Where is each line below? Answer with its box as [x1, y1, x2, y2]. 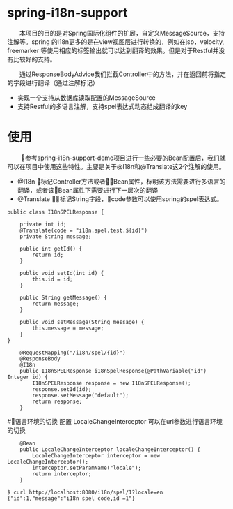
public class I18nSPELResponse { [7, 208, 104, 216]
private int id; [19, 221, 67, 228]
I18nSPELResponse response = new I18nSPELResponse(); [32, 379, 191, 387]
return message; [32, 300, 79, 307]
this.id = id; [32, 276, 73, 283]
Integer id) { [7, 374, 49, 381]
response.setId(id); [32, 385, 92, 392]
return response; [32, 398, 82, 405]
